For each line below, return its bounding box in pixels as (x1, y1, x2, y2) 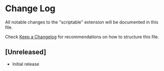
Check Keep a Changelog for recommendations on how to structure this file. (5, 34, 160, 40)
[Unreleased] (5, 48, 47, 56)
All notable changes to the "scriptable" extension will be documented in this (5, 19, 159, 25)
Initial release (12, 61, 39, 67)
